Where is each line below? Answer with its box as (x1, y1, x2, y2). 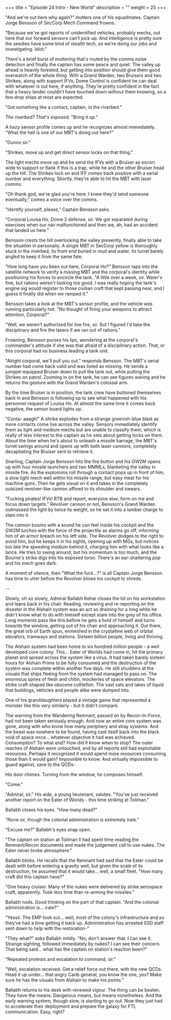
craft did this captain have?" (5, 874, 65, 879)
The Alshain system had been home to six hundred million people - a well (5, 643, 160, 650)
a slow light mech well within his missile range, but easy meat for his (5, 475, 149, 481)
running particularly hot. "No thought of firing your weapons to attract (5, 306, 152, 312)
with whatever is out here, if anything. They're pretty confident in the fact (5, 83, 159, 89)
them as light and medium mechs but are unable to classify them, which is (5, 427, 161, 433)
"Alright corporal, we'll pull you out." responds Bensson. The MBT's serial (5, 358, 159, 364)
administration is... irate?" (5, 905, 59, 910)
